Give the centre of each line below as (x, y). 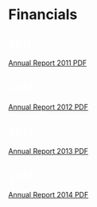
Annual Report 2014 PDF (48, 195)
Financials (43, 15)
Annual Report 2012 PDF (48, 107)
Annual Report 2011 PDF (48, 63)
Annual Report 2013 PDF (48, 151)
